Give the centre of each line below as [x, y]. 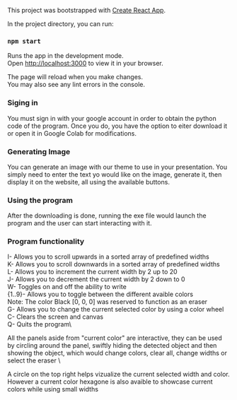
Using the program [40, 200]
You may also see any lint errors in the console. [76, 85]
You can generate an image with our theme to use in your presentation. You [117, 167]
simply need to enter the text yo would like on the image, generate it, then [115, 174]
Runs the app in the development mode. [65, 56]
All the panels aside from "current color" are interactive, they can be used [115, 338]
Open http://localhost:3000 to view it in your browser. [86, 64]
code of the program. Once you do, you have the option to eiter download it [117, 126]
